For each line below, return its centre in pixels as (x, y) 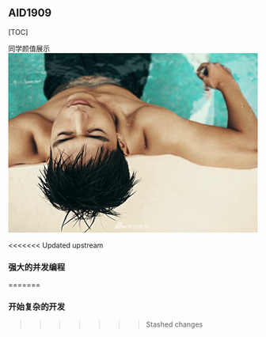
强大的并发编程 (37, 267)
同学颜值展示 (29, 48)
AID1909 (30, 13)
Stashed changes (175, 324)
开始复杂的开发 (37, 306)
